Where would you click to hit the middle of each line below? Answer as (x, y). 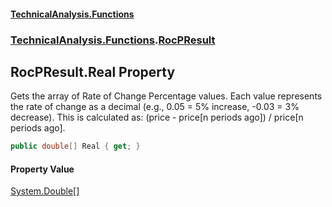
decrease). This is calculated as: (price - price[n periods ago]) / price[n (157, 117)
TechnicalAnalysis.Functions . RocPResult (113, 40)
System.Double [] (45, 191)
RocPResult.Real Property (93, 71)
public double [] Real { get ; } (75, 146)
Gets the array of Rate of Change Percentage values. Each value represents (166, 96)
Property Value (42, 169)
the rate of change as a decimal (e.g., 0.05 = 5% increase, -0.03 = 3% (155, 107)
